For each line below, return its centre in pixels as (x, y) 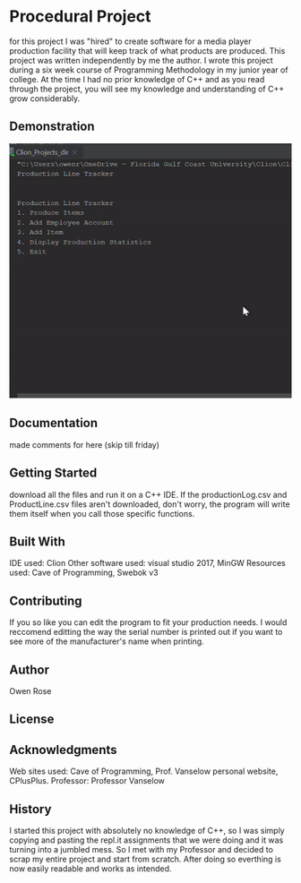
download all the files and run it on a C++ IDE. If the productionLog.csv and (148, 494)
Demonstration (52, 127)
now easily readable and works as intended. (90, 869)
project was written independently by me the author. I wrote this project (141, 60)
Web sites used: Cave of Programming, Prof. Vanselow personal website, (144, 771)
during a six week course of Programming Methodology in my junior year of (149, 70)
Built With (37, 542)
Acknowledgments (64, 750)
